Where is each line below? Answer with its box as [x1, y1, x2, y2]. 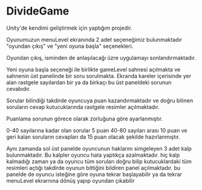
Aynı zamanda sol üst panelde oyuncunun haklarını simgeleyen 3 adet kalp [6, 145, 192, 152]
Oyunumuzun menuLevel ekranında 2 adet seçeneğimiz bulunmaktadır [6, 36, 183, 43]
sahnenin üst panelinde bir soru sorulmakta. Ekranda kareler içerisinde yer [6, 72, 192, 79]
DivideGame [6, 4, 70, 18]
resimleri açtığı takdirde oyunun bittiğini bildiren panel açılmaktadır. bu [6, 164, 181, 171]
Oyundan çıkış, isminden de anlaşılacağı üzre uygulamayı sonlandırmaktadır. [6, 54, 197, 61]
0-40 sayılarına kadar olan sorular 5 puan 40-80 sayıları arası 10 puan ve [6, 126, 187, 134]
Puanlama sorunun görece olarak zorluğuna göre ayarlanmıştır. [6, 115, 163, 122]
